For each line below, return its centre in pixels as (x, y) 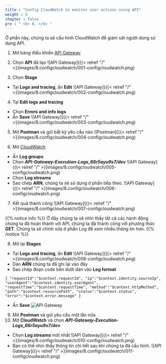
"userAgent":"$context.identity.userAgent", (52, 283)
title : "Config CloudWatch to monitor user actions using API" (73, 10)
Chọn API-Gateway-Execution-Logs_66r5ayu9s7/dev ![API (75, 162)
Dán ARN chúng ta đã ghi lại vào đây (50, 264)
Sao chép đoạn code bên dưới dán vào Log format (64, 269)
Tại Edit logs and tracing (38, 102)
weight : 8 (16, 14)
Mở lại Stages (27, 244)
